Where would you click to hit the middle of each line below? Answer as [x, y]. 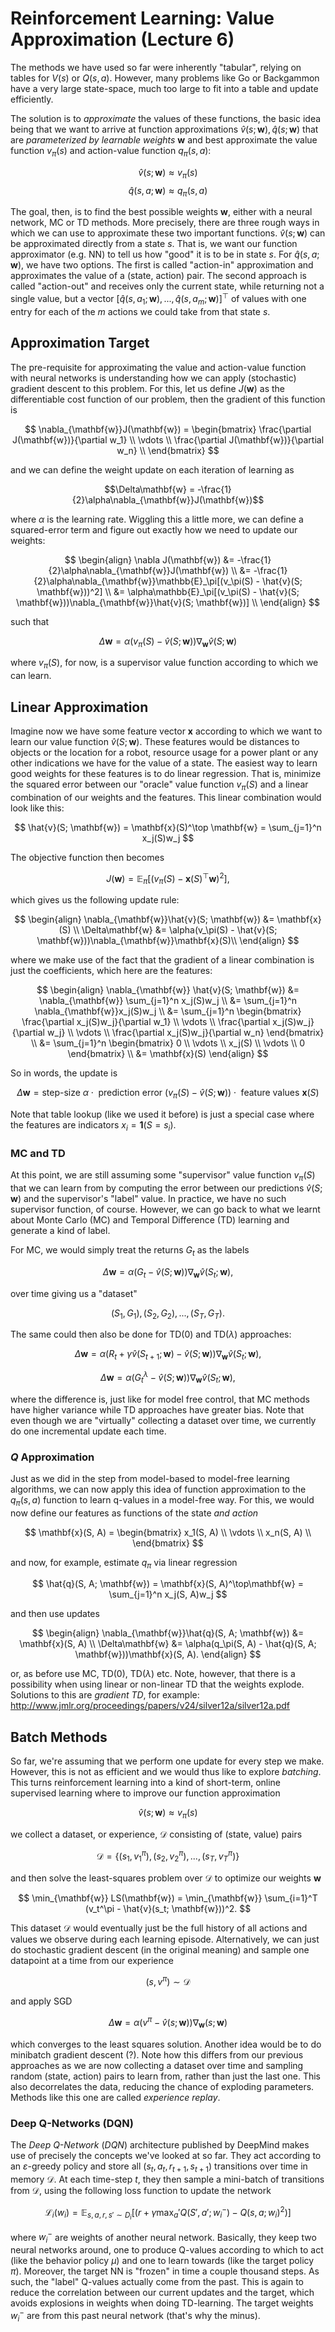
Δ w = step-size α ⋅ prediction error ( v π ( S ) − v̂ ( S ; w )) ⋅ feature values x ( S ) [168, 1094]
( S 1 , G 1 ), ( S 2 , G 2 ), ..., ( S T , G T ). [167, 1314]
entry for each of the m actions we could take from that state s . [140, 311]
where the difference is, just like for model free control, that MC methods [160, 1399]
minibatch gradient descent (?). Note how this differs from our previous [157, 2054]
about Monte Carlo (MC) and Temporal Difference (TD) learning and [150, 1219]
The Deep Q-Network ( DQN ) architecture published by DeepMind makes [160, 2144]
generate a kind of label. [60, 1230]
